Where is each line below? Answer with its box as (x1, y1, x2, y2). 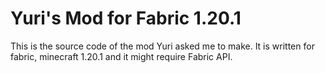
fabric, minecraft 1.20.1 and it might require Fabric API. (10, 50, 233, 62)
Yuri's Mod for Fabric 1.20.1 (10, 7, 242, 30)
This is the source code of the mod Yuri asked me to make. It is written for (10, 40, 315, 52)
